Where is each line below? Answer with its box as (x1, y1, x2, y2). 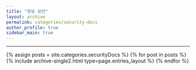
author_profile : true (6, 24, 59, 31)
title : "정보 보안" (6, 8, 48, 14)
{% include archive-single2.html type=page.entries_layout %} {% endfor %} (6, 57, 190, 64)
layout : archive (6, 14, 45, 20)
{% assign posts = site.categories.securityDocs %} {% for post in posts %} (6, 51, 187, 58)
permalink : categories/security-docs (6, 19, 98, 25)
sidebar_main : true (6, 30, 54, 36)
